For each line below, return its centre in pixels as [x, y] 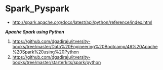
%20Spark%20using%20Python [45, 52]
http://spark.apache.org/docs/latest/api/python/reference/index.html [82, 22]
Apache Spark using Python [35, 32]
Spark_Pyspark [37, 9]
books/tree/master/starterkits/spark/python [57, 62]
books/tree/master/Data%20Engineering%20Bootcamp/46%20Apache [85, 46]
